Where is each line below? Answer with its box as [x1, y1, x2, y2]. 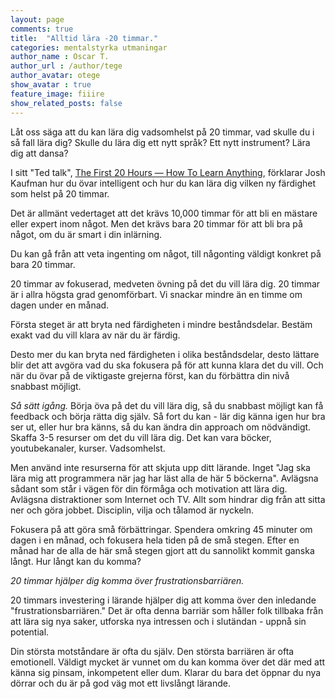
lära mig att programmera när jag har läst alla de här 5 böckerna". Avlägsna [10, 472, 319, 484]
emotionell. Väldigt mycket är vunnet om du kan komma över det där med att [10, 656, 326, 668]
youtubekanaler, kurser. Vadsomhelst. [10, 442, 166, 454]
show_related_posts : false [10, 98, 123, 108]
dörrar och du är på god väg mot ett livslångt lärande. [10, 677, 231, 689]
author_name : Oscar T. [10, 52, 110, 62]
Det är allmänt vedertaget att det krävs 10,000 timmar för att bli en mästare [10, 207, 318, 219]
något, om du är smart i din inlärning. [10, 228, 163, 240]
